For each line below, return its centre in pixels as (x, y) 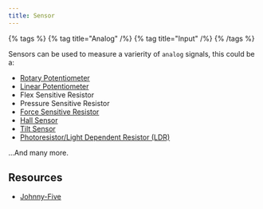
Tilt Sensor (37, 128)
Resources (35, 177)
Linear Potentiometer (54, 86)
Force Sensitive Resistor (59, 112)
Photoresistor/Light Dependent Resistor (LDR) (95, 137)
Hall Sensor (39, 120)
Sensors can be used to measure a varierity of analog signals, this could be (131, 53)
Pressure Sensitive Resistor (65, 103)
